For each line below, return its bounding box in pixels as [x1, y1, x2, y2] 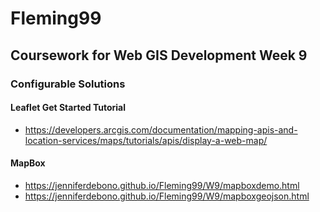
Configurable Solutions [10, 77, 126, 91]
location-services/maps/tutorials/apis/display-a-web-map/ [24, 134, 268, 146]
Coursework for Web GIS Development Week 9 [10, 47, 308, 64]
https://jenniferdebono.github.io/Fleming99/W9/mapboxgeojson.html [24, 190, 310, 202]
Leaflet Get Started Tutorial [10, 102, 126, 114]
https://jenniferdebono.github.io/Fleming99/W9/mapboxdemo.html [24, 179, 300, 191]
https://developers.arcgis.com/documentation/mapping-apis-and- [24, 123, 298, 136]
